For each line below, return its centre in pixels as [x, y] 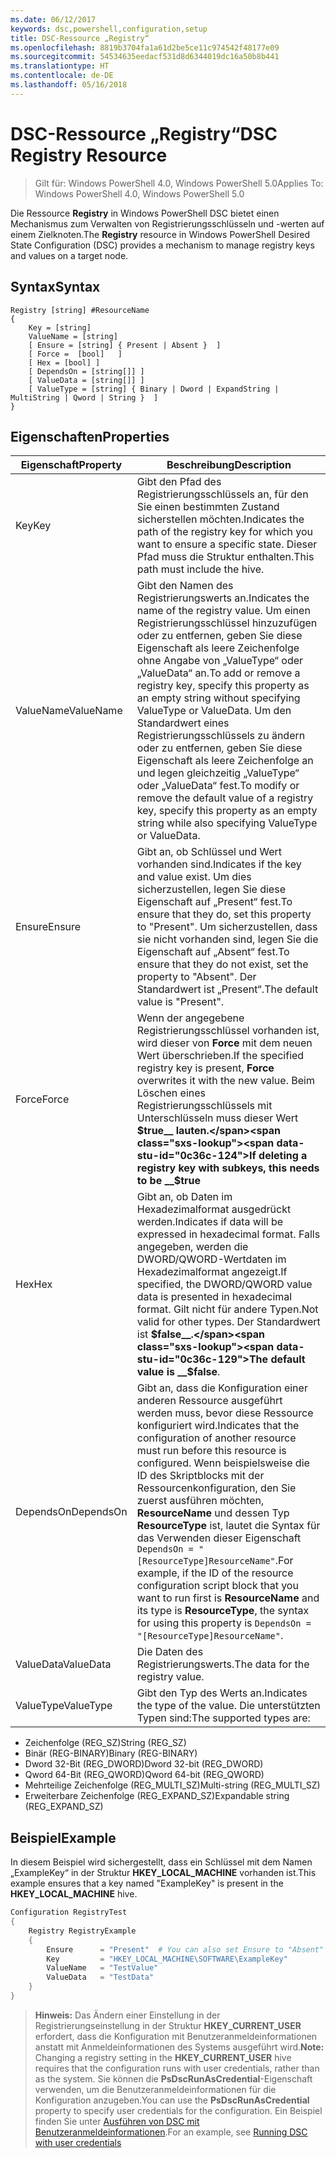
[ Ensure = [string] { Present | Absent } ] [125, 345]
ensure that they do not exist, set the [222, 964]
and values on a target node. [69, 255]
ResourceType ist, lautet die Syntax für [228, 1526]
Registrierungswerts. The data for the [223, 1664]
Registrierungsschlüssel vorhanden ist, [228, 1031]
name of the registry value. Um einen [223, 611]
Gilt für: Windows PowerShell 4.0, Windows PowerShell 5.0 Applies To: [179, 183]
